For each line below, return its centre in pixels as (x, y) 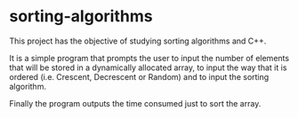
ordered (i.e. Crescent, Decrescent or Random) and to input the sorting (139, 76)
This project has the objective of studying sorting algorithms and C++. (138, 41)
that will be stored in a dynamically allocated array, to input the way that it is (148, 67)
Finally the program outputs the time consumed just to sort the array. (135, 103)
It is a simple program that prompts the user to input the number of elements (149, 58)
